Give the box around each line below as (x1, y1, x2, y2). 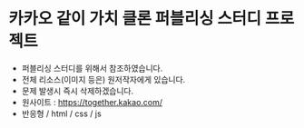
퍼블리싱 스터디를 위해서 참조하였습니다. (21, 63, 163, 74)
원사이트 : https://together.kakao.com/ (21, 96, 163, 107)
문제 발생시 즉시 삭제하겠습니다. (21, 85, 133, 96)
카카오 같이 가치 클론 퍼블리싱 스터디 (8, 8, 262, 29)
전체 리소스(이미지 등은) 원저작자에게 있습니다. (21, 74, 186, 84)
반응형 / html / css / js (21, 108, 102, 119)
